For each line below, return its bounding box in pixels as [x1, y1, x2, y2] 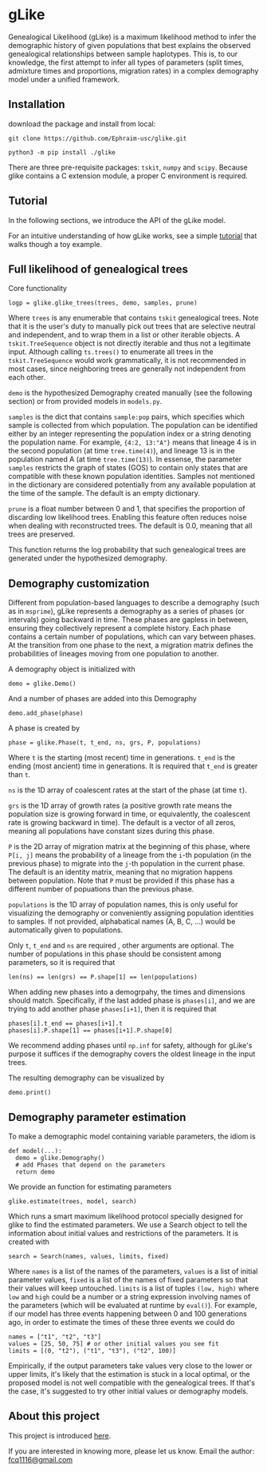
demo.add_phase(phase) [8, 709, 84, 717]
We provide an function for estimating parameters [8, 1182, 172, 1191]
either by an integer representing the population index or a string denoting [8, 429, 252, 439]
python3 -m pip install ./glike [8, 148, 116, 157]
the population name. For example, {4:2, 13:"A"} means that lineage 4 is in [8, 437, 257, 447]
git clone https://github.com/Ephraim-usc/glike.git [8, 134, 187, 142]
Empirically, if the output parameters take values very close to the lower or [8, 1361, 253, 1370]
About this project [8, 1410, 100, 1423]
